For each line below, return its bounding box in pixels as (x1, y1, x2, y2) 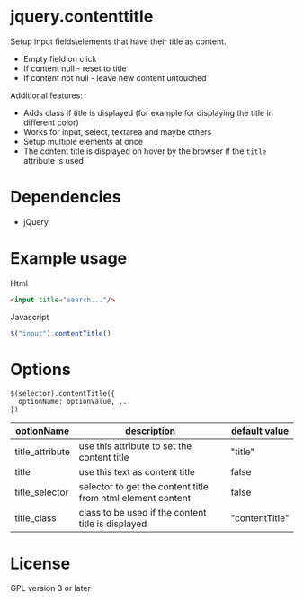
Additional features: (10, 90, 84, 101)
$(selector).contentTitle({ (10, 389, 116, 398)
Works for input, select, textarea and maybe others (22, 126, 212, 137)
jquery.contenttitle (10, 6, 154, 27)
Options (10, 359, 71, 380)
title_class (14, 511, 57, 524)
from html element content (78, 491, 192, 504)
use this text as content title (78, 465, 196, 478)
